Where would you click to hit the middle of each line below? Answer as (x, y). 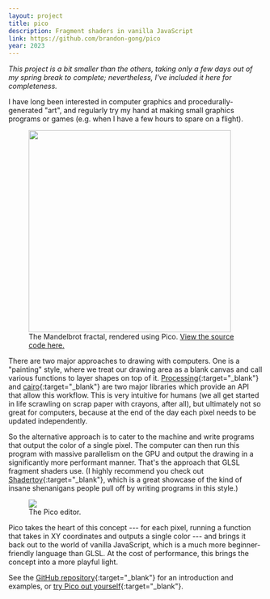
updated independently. (48, 421)
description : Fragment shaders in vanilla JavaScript (101, 31)
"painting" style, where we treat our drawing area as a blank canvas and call (135, 369)
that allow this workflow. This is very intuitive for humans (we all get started (134, 395)
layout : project (36, 16)
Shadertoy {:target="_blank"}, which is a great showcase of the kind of (125, 480)
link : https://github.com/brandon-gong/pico (84, 38)
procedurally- (211, 102)
